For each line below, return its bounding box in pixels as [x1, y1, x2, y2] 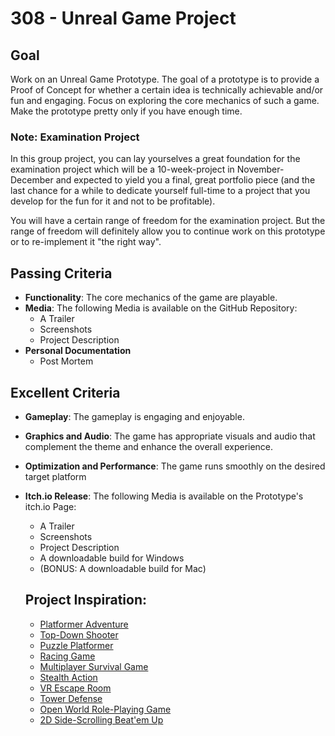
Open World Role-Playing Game [39, 703, 172, 715]
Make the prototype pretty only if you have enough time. [10, 105, 243, 117]
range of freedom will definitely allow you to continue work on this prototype [10, 225, 326, 237]
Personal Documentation [24, 345, 132, 357]
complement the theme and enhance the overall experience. [24, 440, 274, 452]
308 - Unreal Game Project [10, 7, 237, 30]
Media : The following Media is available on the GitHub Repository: [24, 302, 298, 314]
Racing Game [39, 650, 96, 662]
